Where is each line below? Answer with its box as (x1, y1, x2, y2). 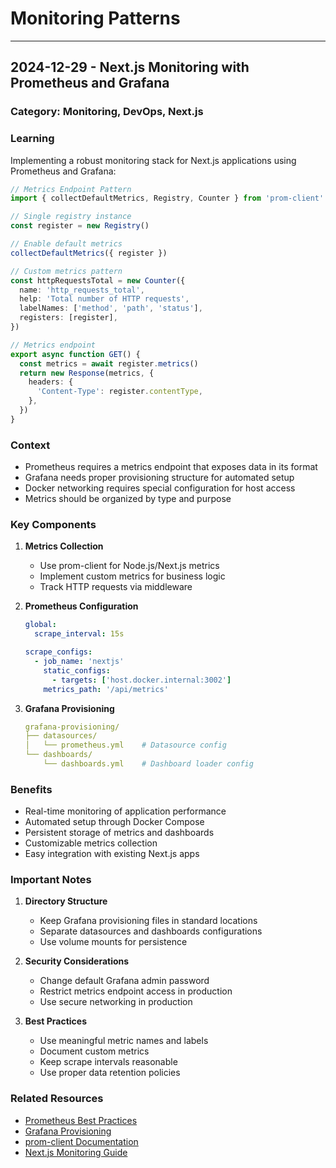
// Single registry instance (10, 212, 132, 222)
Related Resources (10, 1092, 104, 1106)
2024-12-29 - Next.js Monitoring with (10, 59, 250, 76)
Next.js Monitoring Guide (24, 1146, 128, 1158)
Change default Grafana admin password (39, 975, 210, 987)
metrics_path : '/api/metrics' (43, 684, 169, 694)
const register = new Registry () (10, 221, 150, 231)
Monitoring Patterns (10, 7, 181, 30)
